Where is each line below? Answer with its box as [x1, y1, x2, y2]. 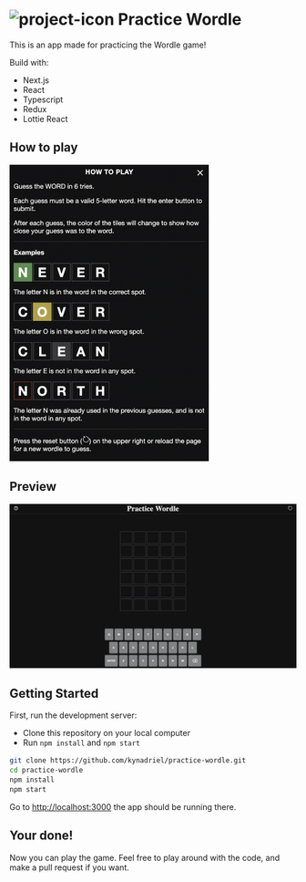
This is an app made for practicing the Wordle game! [9, 39, 207, 50]
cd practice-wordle [9, 766, 84, 775]
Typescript [22, 94, 64, 105]
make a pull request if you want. [9, 862, 129, 873]
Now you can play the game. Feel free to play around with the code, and [9, 852, 280, 863]
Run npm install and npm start [22, 737, 141, 748]
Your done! [9, 828, 74, 844]
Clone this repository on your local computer [22, 728, 191, 739]
